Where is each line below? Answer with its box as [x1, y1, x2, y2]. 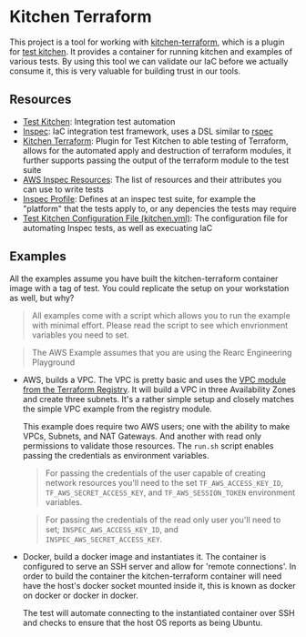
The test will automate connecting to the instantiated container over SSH [22, 607, 295, 618]
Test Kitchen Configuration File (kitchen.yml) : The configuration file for [22, 212, 289, 224]
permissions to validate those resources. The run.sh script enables [22, 440, 274, 451]
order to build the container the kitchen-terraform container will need [22, 571, 282, 581]
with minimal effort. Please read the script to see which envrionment [31, 319, 289, 330]
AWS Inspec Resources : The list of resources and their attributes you [22, 174, 282, 185]
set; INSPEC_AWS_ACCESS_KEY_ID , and [45, 523, 179, 534]
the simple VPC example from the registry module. [22, 403, 212, 414]
